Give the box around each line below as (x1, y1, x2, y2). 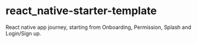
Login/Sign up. (5, 29, 42, 37)
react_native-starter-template (5, 4, 157, 18)
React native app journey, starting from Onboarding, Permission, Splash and (5, 24, 191, 31)
